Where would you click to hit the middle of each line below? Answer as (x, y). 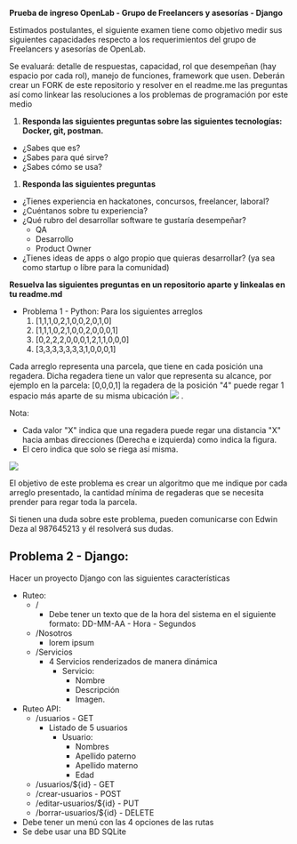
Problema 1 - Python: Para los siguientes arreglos (112, 311)
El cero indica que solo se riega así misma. (100, 449)
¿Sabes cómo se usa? (62, 167)
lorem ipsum (72, 642)
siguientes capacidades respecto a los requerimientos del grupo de (132, 40)
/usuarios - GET (64, 718)
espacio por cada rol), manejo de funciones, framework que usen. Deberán (147, 76)
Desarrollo (54, 239)
